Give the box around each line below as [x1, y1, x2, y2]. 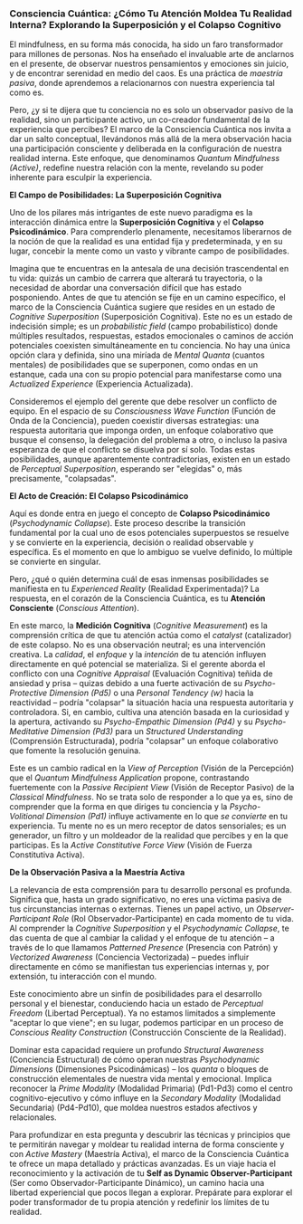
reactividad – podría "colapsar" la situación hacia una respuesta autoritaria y [9, 697, 294, 708]
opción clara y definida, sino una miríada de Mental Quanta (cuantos [9, 349, 265, 360]
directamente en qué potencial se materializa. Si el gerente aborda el [9, 659, 266, 670]
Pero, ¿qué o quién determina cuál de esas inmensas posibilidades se [9, 574, 270, 585]
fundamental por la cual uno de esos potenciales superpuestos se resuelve [9, 528, 289, 539]
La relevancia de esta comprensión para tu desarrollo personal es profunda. [9, 885, 292, 895]
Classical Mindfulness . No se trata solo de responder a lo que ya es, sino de [9, 791, 294, 803]
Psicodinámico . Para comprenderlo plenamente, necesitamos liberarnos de [9, 226, 292, 237]
